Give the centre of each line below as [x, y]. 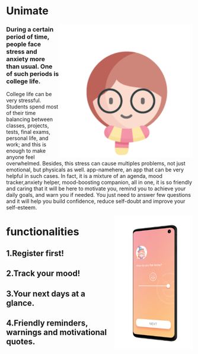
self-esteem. [22, 208]
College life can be [29, 94]
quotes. [21, 342]
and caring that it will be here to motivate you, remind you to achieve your [96, 189]
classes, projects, [28, 126]
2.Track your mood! [43, 274]
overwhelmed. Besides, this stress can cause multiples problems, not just [96, 164]
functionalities [43, 232]
